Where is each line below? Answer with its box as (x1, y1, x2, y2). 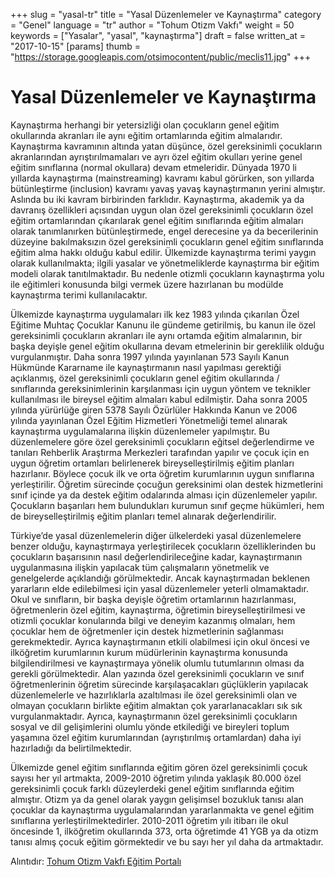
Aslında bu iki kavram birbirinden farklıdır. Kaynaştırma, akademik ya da (10, 193, 305, 205)
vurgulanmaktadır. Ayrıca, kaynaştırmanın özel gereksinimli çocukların (10, 710, 298, 722)
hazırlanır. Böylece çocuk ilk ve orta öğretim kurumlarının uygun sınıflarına (10, 467, 315, 479)
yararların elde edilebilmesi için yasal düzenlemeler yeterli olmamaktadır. (10, 582, 309, 594)
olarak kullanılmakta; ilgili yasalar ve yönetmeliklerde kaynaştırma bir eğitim (10, 257, 320, 269)
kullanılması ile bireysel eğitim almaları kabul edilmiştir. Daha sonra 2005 (10, 393, 308, 405)
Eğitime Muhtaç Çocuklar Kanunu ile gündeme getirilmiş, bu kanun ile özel (10, 319, 316, 331)
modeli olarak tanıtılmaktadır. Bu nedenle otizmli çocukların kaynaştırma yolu (10, 267, 325, 279)
